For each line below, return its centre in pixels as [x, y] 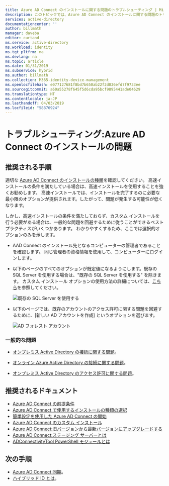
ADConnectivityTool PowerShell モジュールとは [61, 442]
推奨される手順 [28, 167]
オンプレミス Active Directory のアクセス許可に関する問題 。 [74, 373]
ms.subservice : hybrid [29, 71]
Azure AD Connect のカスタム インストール [57, 423]
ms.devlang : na [21, 57]
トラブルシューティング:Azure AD [75, 134]
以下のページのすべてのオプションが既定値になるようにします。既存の [85, 269]
